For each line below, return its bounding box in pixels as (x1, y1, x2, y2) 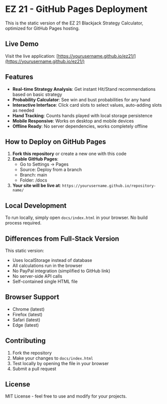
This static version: (5, 248, 44, 253)
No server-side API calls (12, 273, 62, 279)
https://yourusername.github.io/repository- (62, 184, 156, 189)
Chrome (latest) (12, 306, 45, 312)
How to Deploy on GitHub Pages (5, 137, 106, 146)
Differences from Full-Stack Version (5, 234, 120, 243)
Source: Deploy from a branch (19, 167, 82, 173)
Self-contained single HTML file (12, 278, 78, 284)
